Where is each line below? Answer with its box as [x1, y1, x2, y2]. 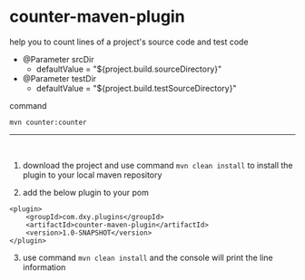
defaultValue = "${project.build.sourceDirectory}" [35, 63, 222, 74]
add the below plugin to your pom [22, 187, 150, 198]
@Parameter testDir [22, 72, 97, 83]
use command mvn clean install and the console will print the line [22, 252, 274, 263]
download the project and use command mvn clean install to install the [22, 159, 293, 170]
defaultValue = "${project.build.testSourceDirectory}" [35, 82, 237, 93]
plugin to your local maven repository [22, 169, 162, 180]
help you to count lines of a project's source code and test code [9, 36, 249, 47]
